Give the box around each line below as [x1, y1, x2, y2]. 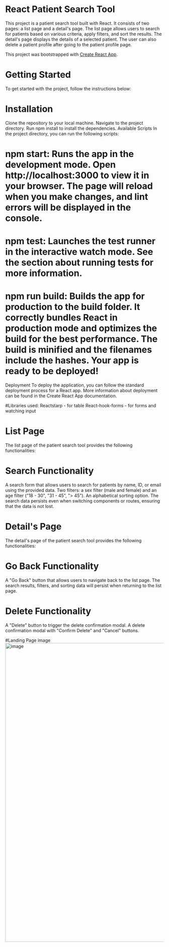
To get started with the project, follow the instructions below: [5, 86, 132, 92]
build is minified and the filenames [5, 344, 152, 355]
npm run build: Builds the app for [5, 290, 145, 302]
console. [5, 212, 43, 224]
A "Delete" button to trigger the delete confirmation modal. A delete [5, 622, 145, 628]
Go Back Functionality [5, 560, 99, 572]
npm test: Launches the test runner [5, 236, 156, 247]
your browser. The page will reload [5, 180, 153, 192]
